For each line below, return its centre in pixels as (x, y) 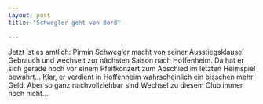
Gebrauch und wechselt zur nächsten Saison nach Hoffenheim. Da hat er (126, 60)
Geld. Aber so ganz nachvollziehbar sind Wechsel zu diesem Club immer (126, 85)
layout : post (29, 15)
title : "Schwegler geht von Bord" (65, 23)
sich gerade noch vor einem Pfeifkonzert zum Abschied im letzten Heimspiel (132, 68)
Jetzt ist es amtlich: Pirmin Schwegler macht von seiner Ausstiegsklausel (126, 52)
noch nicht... (28, 93)
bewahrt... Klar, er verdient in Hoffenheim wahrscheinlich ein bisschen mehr (131, 77)
